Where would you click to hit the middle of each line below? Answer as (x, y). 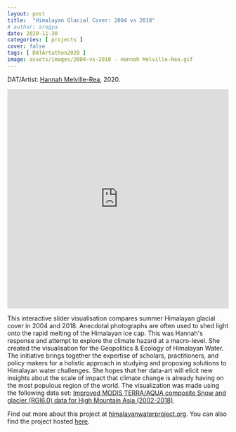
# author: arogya (33, 27)
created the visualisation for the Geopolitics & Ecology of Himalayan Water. (116, 348)
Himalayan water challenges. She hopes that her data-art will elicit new (110, 370)
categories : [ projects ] (45, 40)
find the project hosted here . (48, 421)
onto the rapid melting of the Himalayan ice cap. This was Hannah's (105, 333)
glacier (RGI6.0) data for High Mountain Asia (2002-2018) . (91, 400)
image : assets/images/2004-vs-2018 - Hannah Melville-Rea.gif (100, 60)
